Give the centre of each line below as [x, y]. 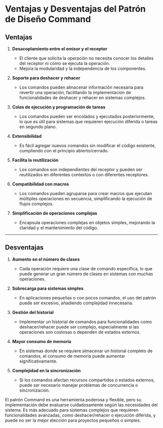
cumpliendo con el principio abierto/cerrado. [64, 151]
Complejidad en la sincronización [46, 370]
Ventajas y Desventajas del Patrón [75, 9]
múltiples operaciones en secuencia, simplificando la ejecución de [86, 198]
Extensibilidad [27, 136]
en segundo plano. [38, 127]
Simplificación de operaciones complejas [55, 213]
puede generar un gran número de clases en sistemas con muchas [86, 274]
